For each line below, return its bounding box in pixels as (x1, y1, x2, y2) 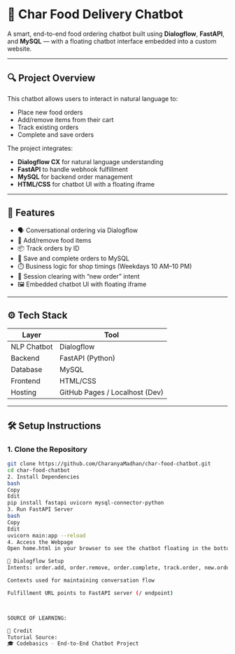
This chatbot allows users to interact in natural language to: (7, 94, 178, 102)
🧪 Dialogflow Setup (7, 558, 64, 565)
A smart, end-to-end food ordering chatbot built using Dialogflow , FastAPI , (7, 29, 225, 38)
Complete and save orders (17, 130, 94, 139)
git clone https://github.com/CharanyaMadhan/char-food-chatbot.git (7, 460, 211, 467)
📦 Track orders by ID (17, 243, 80, 252)
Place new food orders (17, 108, 83, 116)
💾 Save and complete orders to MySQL (17, 254, 129, 262)
